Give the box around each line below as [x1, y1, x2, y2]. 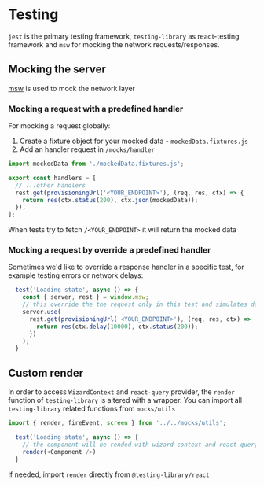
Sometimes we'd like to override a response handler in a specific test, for [8, 262, 245, 272]
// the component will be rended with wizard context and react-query [22, 441, 258, 448]
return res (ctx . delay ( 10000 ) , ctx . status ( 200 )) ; [36, 323, 199, 330]
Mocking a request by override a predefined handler [8, 245, 211, 256]
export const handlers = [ [8, 174, 97, 182]
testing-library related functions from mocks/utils [8, 404, 176, 414]
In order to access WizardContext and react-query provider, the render [8, 387, 236, 397]
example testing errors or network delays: [8, 271, 144, 280]
